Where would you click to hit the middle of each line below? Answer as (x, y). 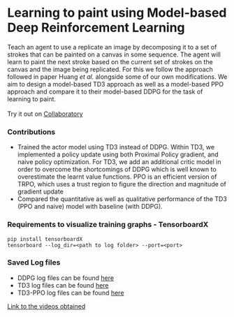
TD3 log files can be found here (63, 285)
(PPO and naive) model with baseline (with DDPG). (90, 207)
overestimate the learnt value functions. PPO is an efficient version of (117, 177)
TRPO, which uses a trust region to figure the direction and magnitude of (122, 184)
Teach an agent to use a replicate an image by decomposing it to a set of (112, 47)
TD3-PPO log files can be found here (71, 293)
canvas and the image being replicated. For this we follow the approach (110, 69)
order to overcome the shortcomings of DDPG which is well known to (117, 170)
